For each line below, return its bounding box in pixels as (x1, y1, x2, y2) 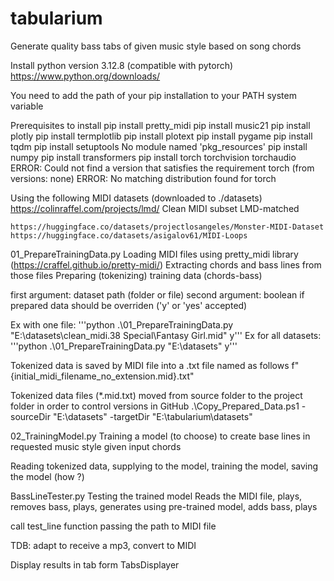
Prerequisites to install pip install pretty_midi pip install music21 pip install (10, 119, 311, 131)
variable (10, 100, 44, 112)
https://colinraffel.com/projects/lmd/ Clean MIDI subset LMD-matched (10, 202, 300, 214)
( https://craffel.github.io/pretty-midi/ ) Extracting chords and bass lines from (10, 258, 322, 271)
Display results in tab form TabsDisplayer (10, 558, 180, 571)
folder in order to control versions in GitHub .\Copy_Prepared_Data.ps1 (10, 400, 300, 412)
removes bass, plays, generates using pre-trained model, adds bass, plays (10, 500, 318, 512)
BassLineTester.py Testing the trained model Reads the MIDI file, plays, (10, 490, 303, 502)
